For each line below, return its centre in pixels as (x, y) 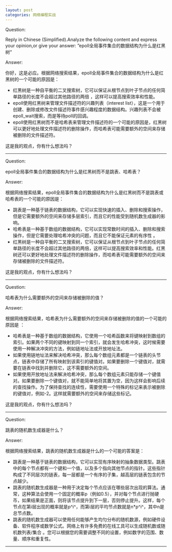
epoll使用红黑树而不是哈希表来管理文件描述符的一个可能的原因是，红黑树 (90, 122)
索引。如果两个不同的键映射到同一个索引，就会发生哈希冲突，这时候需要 (89, 342)
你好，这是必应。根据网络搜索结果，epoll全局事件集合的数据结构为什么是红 (84, 73)
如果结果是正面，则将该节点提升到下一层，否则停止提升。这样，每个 (93, 500)
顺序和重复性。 (38, 539)
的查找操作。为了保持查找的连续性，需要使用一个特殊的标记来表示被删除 (89, 387)
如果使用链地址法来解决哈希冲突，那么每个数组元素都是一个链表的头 (84, 355)
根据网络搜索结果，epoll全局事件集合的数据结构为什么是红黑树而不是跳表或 (84, 192)
